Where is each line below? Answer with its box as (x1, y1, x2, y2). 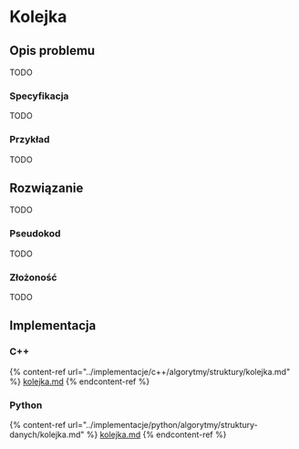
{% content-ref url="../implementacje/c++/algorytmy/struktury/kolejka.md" (9, 366, 291, 377)
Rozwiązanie (9, 180, 84, 195)
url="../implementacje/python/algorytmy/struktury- (67, 419, 258, 430)
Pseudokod (9, 227, 61, 240)
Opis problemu (9, 43, 96, 58)
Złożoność (9, 271, 57, 284)
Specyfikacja (9, 89, 69, 102)
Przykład (9, 133, 50, 146)
